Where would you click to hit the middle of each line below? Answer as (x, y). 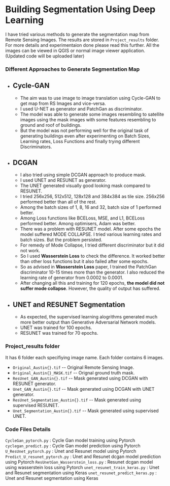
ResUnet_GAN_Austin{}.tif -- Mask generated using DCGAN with (80, 378)
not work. (30, 251)
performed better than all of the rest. (58, 202)
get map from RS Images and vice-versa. (63, 103)
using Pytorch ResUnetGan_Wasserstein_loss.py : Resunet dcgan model (79, 462)
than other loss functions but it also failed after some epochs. (84, 261)
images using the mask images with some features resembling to (88, 119)
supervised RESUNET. (36, 405)
